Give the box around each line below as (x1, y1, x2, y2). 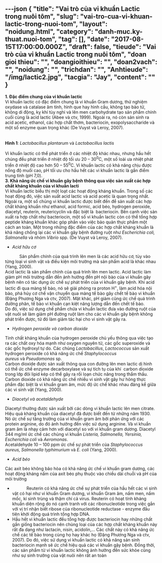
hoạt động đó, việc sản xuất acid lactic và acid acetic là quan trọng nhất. (5, 193, 150, 199)
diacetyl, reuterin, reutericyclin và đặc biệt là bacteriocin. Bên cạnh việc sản (5, 209, 158, 215)
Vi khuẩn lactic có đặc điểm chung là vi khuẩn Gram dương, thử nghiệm (5, 99, 147, 104)
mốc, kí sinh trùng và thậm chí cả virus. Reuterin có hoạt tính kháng (12, 495, 147, 501)
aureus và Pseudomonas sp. (5, 356, 62, 361)
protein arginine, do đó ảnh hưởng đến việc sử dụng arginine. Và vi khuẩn (5, 421, 151, 427)
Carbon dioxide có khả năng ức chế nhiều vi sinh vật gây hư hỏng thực (5, 376, 146, 382)
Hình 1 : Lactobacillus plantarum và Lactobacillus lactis (5, 140, 115, 146)
